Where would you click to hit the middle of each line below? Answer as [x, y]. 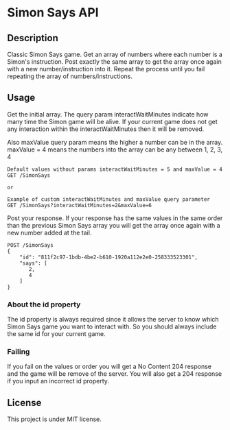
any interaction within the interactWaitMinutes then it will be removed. [106, 129]
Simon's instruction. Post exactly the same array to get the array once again [114, 62]
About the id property [44, 304]
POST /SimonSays [30, 245]
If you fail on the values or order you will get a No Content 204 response [109, 367]
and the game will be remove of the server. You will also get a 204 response [114, 374]
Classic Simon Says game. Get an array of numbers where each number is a [115, 54]
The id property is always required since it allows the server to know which [113, 320]
